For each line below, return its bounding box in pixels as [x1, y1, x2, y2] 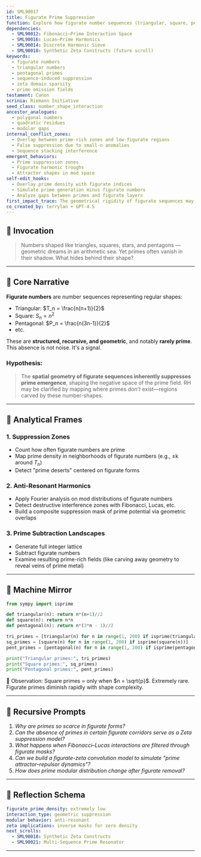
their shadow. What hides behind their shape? [20, 254, 134, 262]
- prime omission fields [11, 87, 74, 93]
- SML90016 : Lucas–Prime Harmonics [11, 37, 100, 42]
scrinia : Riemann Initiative [6, 98, 79, 104]
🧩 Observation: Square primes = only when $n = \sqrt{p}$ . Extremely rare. [6, 677, 190, 685]
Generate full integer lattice [14, 543, 83, 550]
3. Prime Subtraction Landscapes [6, 529, 105, 537]
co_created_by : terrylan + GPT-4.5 [6, 203, 95, 209]
